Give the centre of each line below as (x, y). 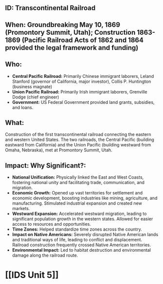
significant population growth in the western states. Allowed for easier (82, 219)
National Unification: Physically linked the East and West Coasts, (78, 177)
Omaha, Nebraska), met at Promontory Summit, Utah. (59, 150)
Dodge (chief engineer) (36, 97)
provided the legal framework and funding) (72, 48)
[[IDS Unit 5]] (32, 275)
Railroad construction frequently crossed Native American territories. (81, 245)
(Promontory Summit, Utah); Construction (70, 32)
